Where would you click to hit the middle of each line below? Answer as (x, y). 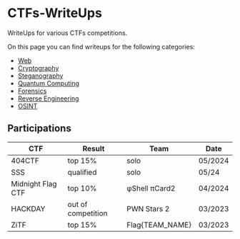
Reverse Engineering (48, 98)
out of (77, 204)
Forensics (32, 91)
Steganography (40, 76)
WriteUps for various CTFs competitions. (67, 33)
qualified (82, 172)
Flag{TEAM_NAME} (159, 225)
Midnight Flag (34, 183)
